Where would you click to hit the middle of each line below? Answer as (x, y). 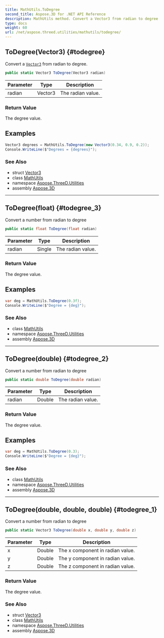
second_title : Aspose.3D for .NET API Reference (55, 14)
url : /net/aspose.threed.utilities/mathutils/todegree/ (63, 32)
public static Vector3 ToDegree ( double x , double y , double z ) (71, 531)
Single (44, 249)
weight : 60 (16, 28)
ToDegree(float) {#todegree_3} (53, 208)
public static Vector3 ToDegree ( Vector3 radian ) (55, 73)
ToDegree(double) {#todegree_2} (57, 359)
